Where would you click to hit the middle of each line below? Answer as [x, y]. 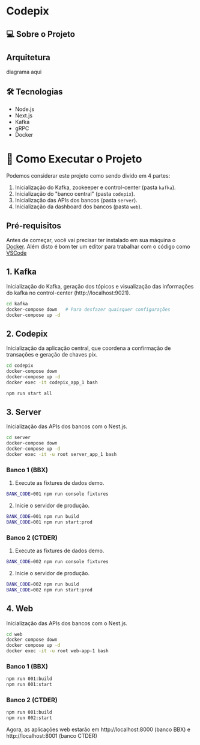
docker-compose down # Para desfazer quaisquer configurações [88, 309]
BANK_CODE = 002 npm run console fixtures [58, 562]
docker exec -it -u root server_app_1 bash [62, 455]
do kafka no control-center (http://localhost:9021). [68, 293]
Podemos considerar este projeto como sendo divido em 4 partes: [88, 176]
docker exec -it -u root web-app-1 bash [58, 651]
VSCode [17, 253]
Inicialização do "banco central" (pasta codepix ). [75, 194]
